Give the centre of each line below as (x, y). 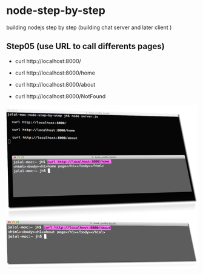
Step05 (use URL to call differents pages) (85, 46)
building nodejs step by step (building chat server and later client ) (89, 27)
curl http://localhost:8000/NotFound (60, 96)
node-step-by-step (56, 11)
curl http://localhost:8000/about (55, 84)
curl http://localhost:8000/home (55, 73)
